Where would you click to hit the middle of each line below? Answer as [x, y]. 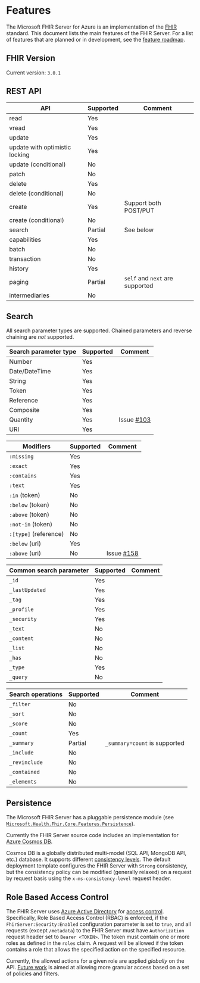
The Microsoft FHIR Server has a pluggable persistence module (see [90, 817]
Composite [24, 410]
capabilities [25, 239]
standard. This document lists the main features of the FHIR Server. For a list [100, 33]
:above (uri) [25, 553]
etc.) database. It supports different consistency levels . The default [88, 859]
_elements [23, 782]
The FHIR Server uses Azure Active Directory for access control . [85, 911]
